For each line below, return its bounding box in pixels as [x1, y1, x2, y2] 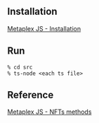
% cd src [7, 64, 33, 71]
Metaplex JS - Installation [7, 24, 81, 33]
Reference [7, 89, 54, 101]
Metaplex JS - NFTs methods [7, 107, 92, 116]
